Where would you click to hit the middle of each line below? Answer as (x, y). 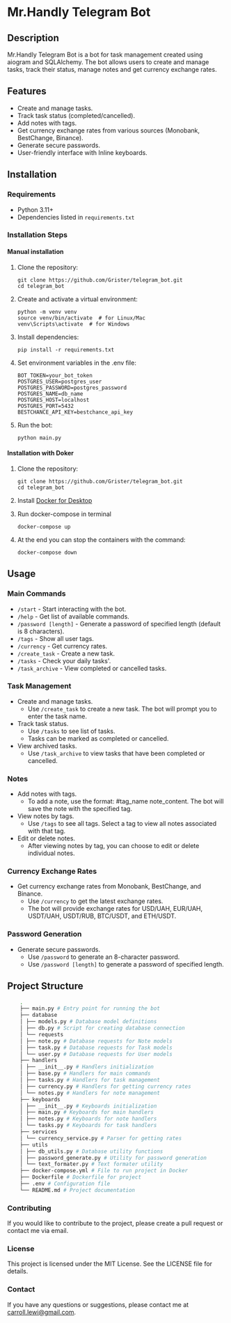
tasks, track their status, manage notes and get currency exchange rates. (112, 69)
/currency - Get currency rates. (62, 646)
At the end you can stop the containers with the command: (101, 539)
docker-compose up (44, 527)
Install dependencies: (48, 337)
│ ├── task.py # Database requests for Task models (96, 1048)
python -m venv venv (47, 312)
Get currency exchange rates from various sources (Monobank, (109, 130)
